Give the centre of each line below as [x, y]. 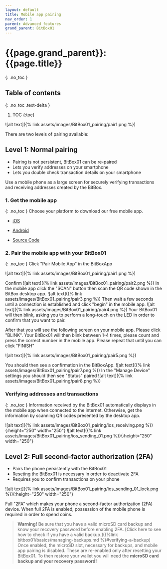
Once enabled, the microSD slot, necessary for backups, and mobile [87, 545]
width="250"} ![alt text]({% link [69, 430]
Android [20, 230]
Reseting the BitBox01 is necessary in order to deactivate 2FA [75, 474]
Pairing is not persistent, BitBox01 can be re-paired [65, 162]
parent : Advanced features [33, 24]
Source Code [26, 240]
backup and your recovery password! [57, 561]
